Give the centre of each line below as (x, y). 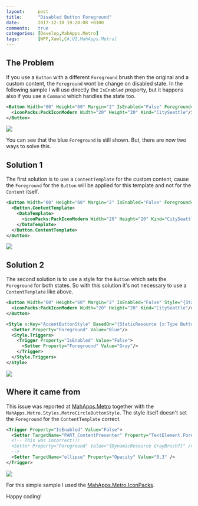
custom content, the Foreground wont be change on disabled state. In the (95, 83)
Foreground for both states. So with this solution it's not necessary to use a (96, 285)
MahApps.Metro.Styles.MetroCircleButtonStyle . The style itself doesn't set (97, 412)
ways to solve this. (29, 146)
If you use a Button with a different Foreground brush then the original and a (98, 77)
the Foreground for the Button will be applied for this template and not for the (99, 185)
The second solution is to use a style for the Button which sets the (86, 279)
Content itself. (23, 192)
